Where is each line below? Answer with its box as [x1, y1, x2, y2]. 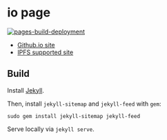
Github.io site [17, 40, 55, 49]
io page [7, 5, 50, 21]
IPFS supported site [17, 48, 74, 56]
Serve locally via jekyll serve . [7, 125, 95, 133]
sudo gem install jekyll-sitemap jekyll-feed [7, 113, 140, 119]
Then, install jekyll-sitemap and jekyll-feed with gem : [7, 100, 161, 108]
